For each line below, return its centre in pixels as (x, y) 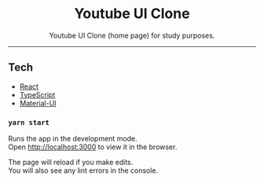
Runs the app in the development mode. (73, 139)
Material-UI (38, 103)
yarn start (29, 122)
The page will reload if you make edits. (71, 163)
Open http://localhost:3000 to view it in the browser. (93, 147)
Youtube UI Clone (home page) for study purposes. (132, 35)
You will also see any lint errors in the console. (83, 170)
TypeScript (37, 94)
